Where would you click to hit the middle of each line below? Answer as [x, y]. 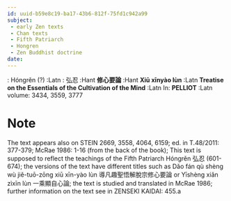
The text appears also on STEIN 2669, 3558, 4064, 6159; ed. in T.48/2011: [113, 142]
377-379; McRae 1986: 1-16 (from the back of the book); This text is [104, 150]
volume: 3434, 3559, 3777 [45, 95]
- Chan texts [29, 33]
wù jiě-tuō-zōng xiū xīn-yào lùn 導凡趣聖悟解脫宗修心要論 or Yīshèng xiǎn [113, 174]
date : [15, 59]
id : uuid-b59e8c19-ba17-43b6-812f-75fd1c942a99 [78, 14]
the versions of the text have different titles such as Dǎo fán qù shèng [124, 166]
